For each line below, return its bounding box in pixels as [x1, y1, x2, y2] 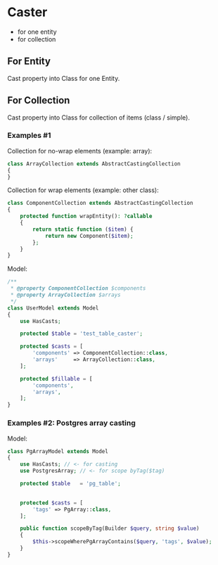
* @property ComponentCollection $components [10, 285, 146, 292]
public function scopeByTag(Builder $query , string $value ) [20, 525, 200, 532]
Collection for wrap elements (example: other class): [7, 186, 160, 194]
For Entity [7, 56, 51, 68]
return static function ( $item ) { [32, 226, 134, 233]
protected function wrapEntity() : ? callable [20, 212, 153, 220]
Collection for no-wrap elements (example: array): [7, 146, 153, 155]
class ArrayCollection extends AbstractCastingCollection [7, 160, 181, 167]
